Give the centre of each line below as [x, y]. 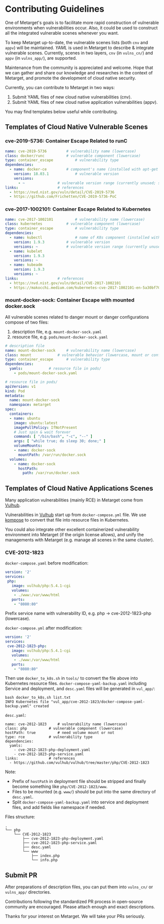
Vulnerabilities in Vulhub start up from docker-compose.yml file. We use [76, 515]
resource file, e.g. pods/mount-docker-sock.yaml [60, 337]
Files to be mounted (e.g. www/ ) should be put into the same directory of [84, 792]
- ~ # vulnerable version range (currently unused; [87, 183]
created [41, 706]
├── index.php [45, 856]
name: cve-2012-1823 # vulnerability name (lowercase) [66, 724]
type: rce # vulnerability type [49, 737]
